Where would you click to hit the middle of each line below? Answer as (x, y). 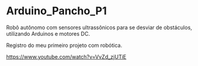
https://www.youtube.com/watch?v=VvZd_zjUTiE (66, 56)
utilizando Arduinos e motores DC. (48, 33)
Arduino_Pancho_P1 (56, 11)
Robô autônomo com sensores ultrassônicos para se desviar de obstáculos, (99, 27)
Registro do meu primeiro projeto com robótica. (64, 45)
